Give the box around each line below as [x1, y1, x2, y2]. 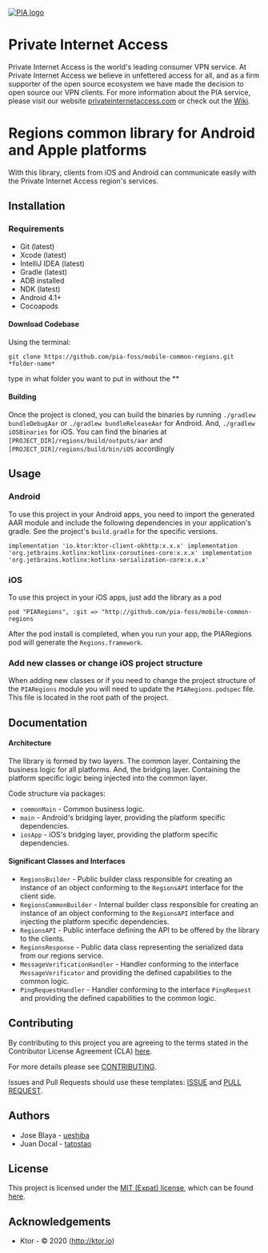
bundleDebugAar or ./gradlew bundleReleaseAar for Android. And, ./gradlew [8, 418, 256, 428]
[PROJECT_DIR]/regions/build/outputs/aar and [8, 435, 162, 444]
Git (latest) [19, 241, 55, 251]
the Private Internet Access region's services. [8, 176, 158, 186]
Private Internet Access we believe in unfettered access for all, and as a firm [8, 70, 260, 80]
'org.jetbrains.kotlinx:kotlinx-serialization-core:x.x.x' [8, 556, 210, 564]
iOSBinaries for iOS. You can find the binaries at [8, 427, 167, 436]
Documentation [8, 716, 88, 729]
